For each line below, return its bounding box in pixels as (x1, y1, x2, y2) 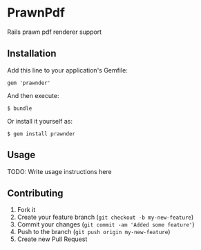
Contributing (7, 187, 64, 199)
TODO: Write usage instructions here (7, 167, 112, 175)
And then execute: (7, 91, 59, 99)
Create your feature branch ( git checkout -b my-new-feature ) (17, 213, 194, 222)
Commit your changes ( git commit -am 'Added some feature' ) (17, 220, 195, 229)
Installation (7, 48, 57, 59)
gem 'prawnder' (7, 79, 51, 86)
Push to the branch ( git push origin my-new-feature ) (17, 228, 171, 236)
